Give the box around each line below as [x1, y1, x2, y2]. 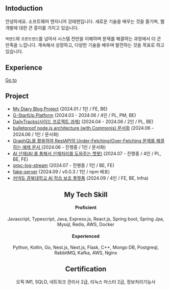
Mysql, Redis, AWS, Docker [57, 222, 115, 228]
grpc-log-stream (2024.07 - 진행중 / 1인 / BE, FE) [12, 162, 115, 168]
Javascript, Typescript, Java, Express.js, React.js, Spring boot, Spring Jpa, [7, 216, 164, 222]
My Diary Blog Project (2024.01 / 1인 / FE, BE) [12, 106, 108, 112]
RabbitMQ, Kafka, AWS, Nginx [54, 250, 117, 256]
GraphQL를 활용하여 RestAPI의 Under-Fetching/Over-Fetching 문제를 [12, 138, 155, 144]
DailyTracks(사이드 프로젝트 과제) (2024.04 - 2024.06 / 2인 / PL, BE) [12, 118, 154, 125]
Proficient [75, 204, 97, 211]
